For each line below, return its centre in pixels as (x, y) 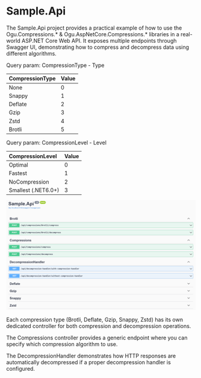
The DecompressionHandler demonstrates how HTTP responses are (91, 356)
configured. (20, 368)
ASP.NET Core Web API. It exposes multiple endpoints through (99, 40)
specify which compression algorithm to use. (62, 344)
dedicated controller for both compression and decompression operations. (99, 326)
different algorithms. (32, 53)
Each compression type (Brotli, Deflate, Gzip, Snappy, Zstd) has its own (95, 319)
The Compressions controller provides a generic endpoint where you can (97, 338)
